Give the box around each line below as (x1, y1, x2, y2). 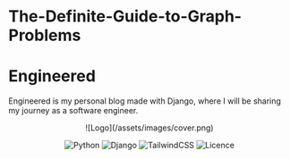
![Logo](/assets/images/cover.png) (85, 122, 214, 133)
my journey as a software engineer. (8, 105, 139, 116)
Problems (8, 25, 81, 46)
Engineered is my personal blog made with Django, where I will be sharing (8, 96, 281, 106)
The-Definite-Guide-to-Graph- (8, 6, 243, 27)
